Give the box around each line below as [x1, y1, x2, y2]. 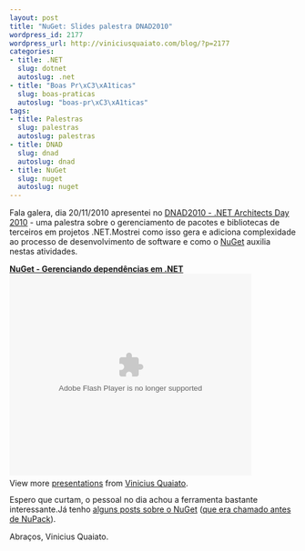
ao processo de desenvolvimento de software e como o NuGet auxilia [9, 236, 271, 247]
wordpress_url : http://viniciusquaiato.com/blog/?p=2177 [9, 38, 230, 48]
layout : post [9, 13, 59, 23]
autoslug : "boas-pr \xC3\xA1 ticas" [17, 97, 148, 107]
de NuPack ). [9, 514, 56, 525]
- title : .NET [9, 55, 64, 65]
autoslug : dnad [17, 156, 76, 166]
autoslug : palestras [17, 132, 96, 141]
